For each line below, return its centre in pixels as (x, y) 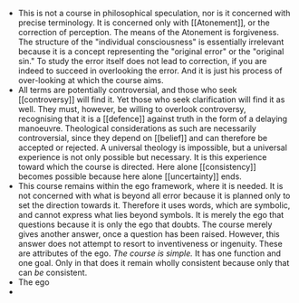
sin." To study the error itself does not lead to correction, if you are (142, 61)
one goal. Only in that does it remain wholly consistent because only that (154, 263)
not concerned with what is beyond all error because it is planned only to (154, 195)
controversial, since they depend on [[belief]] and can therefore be (143, 138)
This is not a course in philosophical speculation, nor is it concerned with (154, 13)
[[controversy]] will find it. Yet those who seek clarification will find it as (151, 99)
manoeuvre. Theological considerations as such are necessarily (137, 128)
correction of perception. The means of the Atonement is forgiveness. (148, 32)
